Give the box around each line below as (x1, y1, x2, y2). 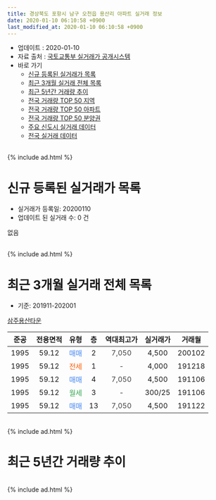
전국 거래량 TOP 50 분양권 (27, 114, 101, 123)
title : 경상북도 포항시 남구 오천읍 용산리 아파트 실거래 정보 (7, 10, 163, 18)
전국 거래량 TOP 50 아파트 (27, 105, 101, 113)
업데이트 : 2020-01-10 (17, 44, 80, 52)
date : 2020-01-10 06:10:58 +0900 (7, 17, 106, 24)
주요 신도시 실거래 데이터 (27, 123, 96, 131)
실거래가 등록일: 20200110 (17, 205, 91, 213)
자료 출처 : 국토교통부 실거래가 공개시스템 (17, 52, 131, 61)
